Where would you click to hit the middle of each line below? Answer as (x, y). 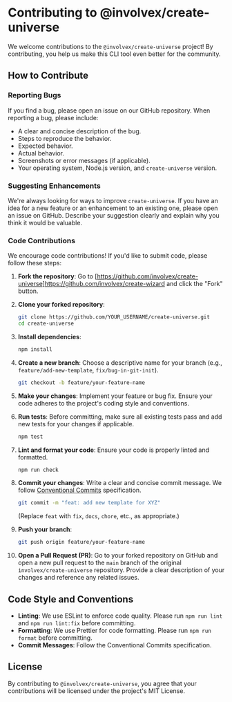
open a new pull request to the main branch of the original (99, 563)
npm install (35, 349)
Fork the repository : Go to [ (57, 276)
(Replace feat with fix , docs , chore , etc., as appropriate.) (99, 516)
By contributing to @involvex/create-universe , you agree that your (103, 683)
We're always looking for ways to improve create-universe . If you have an (113, 200)
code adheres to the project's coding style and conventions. (103, 403)
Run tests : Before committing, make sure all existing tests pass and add (120, 417)
